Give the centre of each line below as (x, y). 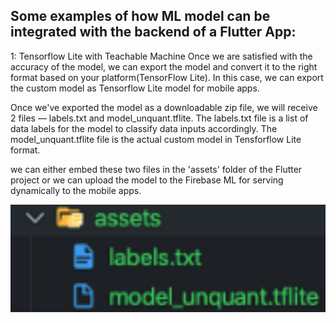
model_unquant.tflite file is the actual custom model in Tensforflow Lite (156, 139)
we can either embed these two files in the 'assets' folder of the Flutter (156, 169)
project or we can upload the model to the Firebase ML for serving (147, 180)
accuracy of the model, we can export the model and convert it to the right (164, 66)
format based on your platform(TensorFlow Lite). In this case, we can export (167, 77)
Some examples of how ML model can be (140, 16)
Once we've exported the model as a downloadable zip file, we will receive (164, 107)
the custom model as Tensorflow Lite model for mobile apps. (135, 88)
